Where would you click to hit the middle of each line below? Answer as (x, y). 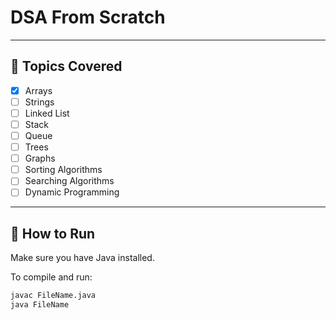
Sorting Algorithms (63, 170)
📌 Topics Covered (66, 66)
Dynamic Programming (72, 192)
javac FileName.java (53, 296)
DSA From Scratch (88, 17)
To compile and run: (51, 277)
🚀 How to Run (53, 233)
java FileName (40, 305)
